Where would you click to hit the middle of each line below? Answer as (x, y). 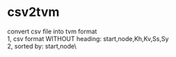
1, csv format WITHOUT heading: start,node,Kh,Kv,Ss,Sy (88, 38)
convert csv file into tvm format (52, 31)
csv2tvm (33, 12)
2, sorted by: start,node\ (42, 46)
